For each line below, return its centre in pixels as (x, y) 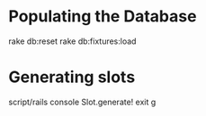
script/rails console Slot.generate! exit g (82, 102)
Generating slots (72, 77)
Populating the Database (103, 17)
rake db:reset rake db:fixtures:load (72, 41)
